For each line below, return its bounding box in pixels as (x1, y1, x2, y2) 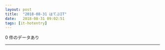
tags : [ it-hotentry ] (5, 20, 48, 26)
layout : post (5, 7, 32, 12)
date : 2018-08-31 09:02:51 (5, 16, 65, 21)
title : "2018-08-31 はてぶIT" (5, 12, 67, 17)
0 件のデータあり (5, 34, 39, 40)
